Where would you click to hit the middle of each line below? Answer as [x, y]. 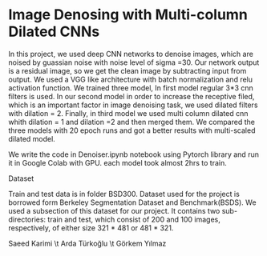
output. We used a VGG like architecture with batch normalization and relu [131, 79]
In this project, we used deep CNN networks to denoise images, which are [131, 54]
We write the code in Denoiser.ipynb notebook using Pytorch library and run [133, 154]
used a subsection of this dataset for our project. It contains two [114, 210]
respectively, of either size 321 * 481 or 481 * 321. [91, 228]
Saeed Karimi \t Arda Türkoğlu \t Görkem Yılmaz [87, 243]
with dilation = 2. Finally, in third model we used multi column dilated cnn [128, 113]
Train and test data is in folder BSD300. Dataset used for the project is [124, 194]
